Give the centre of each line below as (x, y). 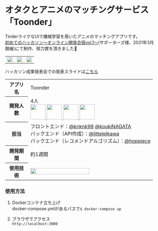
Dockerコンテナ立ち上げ (36, 203)
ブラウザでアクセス (31, 219)
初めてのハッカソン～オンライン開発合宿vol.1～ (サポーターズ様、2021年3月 (79, 42)
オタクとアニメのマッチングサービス (77, 10)
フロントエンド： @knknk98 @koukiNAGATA (81, 126)
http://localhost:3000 (35, 224)
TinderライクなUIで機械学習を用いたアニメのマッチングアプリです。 (72, 36)
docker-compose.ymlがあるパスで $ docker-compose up (67, 209)
